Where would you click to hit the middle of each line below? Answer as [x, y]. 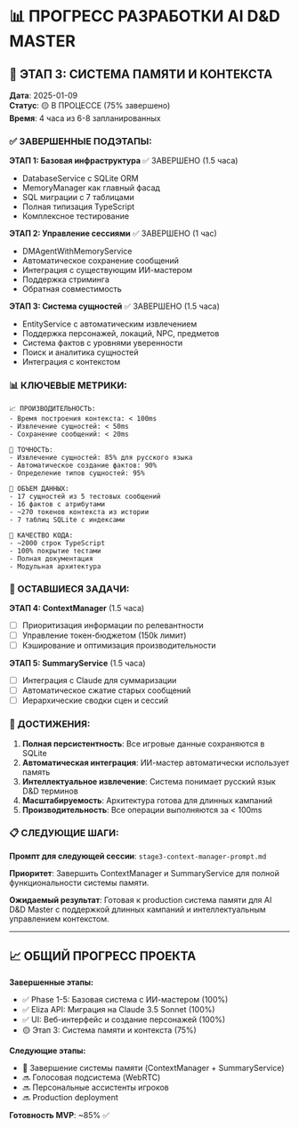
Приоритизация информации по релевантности [113, 625]
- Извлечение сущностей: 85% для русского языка [101, 457]
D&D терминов [50, 791]
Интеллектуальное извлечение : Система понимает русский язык [149, 781]
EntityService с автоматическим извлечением [109, 324]
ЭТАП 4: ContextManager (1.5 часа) [77, 608]
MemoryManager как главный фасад [91, 188]
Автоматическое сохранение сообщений [101, 261]
